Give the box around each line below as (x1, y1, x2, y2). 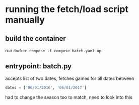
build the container (5, 34, 66, 43)
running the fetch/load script (5, 4, 128, 15)
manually (5, 14, 45, 26)
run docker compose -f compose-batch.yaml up (5, 48, 102, 53)
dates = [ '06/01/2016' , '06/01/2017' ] (5, 85, 87, 90)
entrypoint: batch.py (5, 62, 72, 71)
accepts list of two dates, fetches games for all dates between (5, 75, 134, 81)
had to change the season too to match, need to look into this (5, 94, 132, 100)
